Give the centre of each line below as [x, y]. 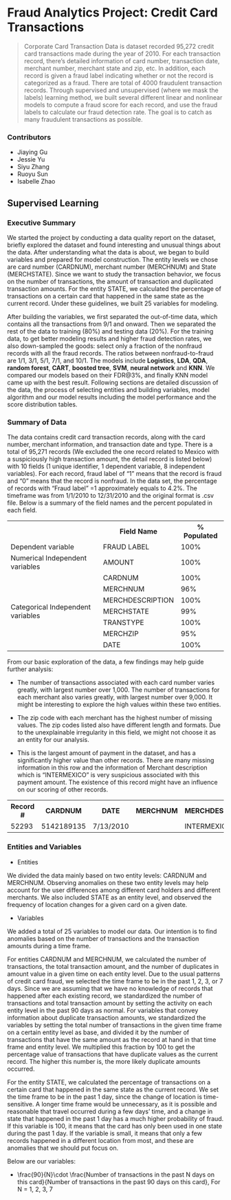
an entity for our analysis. [53, 740]
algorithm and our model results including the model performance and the [112, 397]
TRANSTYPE [123, 622]
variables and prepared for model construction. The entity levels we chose [113, 259]
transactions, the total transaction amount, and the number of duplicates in [113, 966]
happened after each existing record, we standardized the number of [105, 996]
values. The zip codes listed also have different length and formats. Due [119, 725]
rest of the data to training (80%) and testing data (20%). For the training [110, 331]
